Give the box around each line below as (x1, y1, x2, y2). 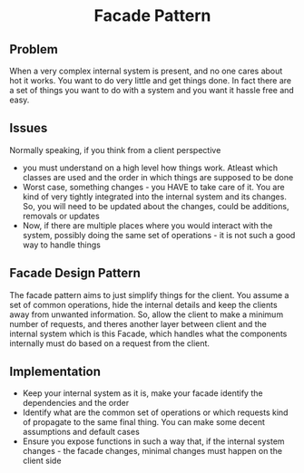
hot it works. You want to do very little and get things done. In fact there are (9, 75, 292, 86)
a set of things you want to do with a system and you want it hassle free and (9, 85, 295, 95)
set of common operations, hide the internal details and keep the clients (9, 299, 279, 310)
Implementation (9, 364, 102, 380)
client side (22, 455, 62, 467)
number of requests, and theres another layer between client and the (9, 318, 268, 329)
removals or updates (22, 210, 100, 221)
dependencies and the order (22, 398, 130, 409)
